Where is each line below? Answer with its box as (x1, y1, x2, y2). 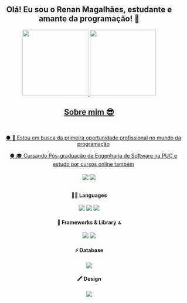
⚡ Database (74, 247, 104, 254)
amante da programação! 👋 (38, 14, 140, 24)
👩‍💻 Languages (71, 192, 107, 199)
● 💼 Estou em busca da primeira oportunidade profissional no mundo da (6, 134, 181, 141)
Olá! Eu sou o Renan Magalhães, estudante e (6, 5, 172, 15)
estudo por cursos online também (53, 161, 134, 168)
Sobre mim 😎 (63, 107, 115, 117)
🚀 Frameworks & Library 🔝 (57, 219, 121, 226)
